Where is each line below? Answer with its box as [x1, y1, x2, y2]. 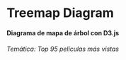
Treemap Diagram [6, 5, 114, 21]
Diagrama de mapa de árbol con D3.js [6, 28, 120, 37]
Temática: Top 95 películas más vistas [6, 44, 120, 54]
